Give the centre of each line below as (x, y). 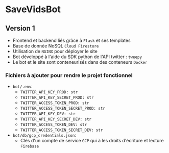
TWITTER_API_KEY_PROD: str (49, 92)
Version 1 (20, 28)
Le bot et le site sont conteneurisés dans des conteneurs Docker (80, 62)
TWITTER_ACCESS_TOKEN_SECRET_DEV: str (62, 130)
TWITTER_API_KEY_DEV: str (48, 114)
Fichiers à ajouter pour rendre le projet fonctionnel (69, 75)
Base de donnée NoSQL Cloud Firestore (56, 46)
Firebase (30, 146)
